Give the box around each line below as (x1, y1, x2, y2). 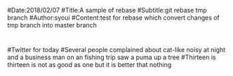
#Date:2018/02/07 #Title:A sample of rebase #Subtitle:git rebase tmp (7, 6, 207, 14)
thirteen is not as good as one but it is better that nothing (7, 61, 172, 69)
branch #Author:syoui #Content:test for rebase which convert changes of (7, 13, 220, 22)
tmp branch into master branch (7, 21, 97, 29)
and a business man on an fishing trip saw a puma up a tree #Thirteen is (7, 53, 216, 62)
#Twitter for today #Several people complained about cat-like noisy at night (7, 46, 226, 54)
